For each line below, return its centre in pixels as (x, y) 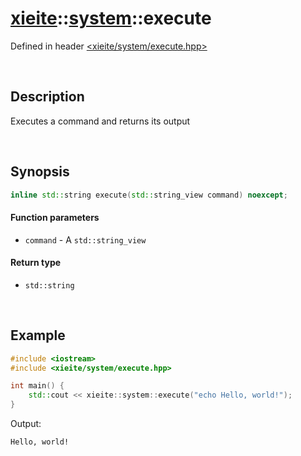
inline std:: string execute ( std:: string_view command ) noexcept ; (149, 195)
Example (38, 335)
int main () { (37, 386)
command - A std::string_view (85, 239)
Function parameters (55, 218)
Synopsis (40, 172)
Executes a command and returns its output (100, 121)
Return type (36, 263)
